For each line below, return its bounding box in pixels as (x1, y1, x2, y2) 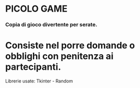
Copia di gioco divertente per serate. (5, 21, 97, 28)
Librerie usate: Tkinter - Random (5, 78, 73, 84)
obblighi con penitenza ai (5, 51, 114, 62)
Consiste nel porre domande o (5, 40, 135, 51)
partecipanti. (5, 61, 61, 73)
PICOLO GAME (5, 3, 67, 15)
